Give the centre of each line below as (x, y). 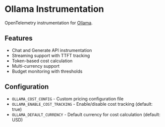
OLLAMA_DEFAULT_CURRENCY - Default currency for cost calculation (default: (86, 114)
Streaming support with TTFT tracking (51, 55)
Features (19, 38)
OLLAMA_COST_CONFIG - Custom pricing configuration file (68, 99)
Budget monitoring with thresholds (47, 71)
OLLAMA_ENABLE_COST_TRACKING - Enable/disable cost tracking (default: (82, 104)
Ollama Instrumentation (55, 9)
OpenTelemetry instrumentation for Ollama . (49, 23)
